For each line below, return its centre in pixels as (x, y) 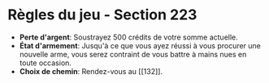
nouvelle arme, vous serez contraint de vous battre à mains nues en (133, 54)
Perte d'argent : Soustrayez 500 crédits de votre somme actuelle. (129, 37)
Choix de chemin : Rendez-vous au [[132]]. (91, 71)
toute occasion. (46, 63)
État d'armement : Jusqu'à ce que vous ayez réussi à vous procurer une (140, 45)
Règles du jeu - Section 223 (102, 15)
